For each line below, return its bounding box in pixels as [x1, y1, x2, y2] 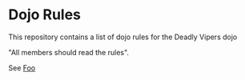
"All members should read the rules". [8, 47, 130, 57]
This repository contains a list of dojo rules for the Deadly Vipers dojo [8, 32, 238, 42]
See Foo [8, 62, 36, 73]
